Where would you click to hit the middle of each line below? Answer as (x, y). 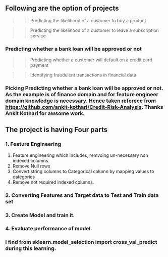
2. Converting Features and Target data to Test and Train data (82, 195)
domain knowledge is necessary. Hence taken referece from (81, 101)
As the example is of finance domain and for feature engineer (82, 95)
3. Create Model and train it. (40, 215)
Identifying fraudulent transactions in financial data (83, 75)
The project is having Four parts (56, 130)
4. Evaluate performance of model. (49, 229)
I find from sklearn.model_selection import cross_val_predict (81, 242)
